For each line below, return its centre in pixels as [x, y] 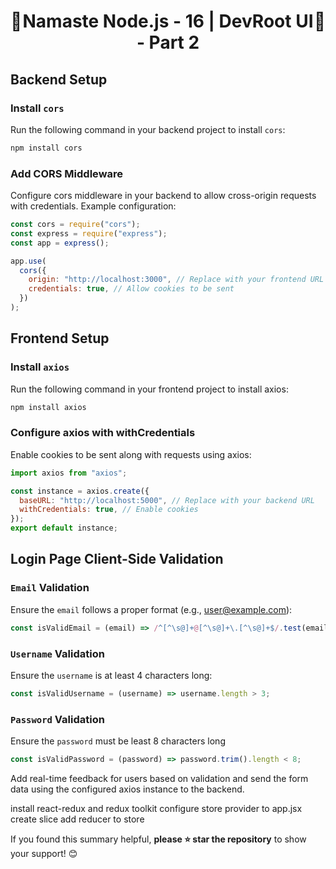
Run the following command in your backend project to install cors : [148, 129]
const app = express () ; [60, 243]
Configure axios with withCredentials [103, 433]
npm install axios [48, 407]
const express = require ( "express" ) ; [89, 233]
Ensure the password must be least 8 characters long [118, 741]
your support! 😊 [44, 853]
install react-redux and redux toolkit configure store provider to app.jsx [156, 808]
